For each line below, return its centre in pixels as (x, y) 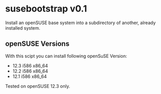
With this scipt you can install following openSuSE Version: (66, 56)
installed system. (23, 28)
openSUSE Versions (37, 44)
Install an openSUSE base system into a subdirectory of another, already (80, 23)
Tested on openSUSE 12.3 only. (38, 86)
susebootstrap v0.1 (46, 9)
